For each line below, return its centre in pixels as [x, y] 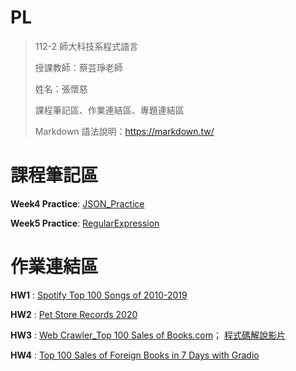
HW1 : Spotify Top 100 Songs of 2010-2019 [99, 295]
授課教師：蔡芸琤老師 [78, 67]
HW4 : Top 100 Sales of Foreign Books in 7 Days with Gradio [135, 355]
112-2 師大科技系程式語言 [86, 46]
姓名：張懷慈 [61, 88]
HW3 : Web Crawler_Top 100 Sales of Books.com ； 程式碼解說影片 [148, 335]
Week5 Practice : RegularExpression [85, 223]
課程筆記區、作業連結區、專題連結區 [109, 110]
